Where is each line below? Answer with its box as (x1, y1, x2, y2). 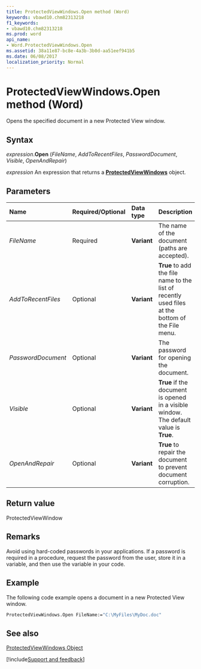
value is (158, 424, 181, 432)
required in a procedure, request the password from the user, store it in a (6, 554, 186, 561)
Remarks (6, 532, 41, 542)
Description (158, 208, 193, 216)
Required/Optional (72, 208, 126, 216)
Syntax (6, 134, 33, 145)
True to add (158, 262, 191, 270)
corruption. (158, 478, 190, 487)
